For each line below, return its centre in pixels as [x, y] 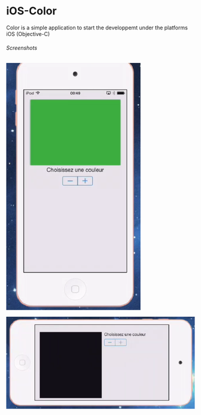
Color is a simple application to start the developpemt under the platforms [97, 28]
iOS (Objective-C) [28, 34]
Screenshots [22, 48]
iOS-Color [31, 11]
